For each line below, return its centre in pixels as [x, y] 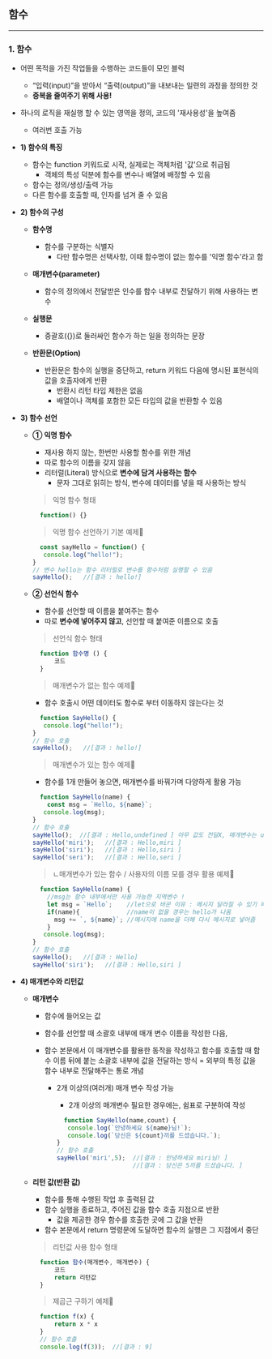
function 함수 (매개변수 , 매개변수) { [94, 1262]
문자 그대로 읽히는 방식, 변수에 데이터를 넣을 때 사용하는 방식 [151, 483]
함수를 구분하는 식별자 [79, 247]
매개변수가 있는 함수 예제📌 [94, 765]
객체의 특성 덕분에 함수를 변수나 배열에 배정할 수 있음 [127, 175]
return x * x [76, 1324]
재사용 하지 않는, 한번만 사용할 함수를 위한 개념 [118, 452]
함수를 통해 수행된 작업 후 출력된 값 [100, 1199]
